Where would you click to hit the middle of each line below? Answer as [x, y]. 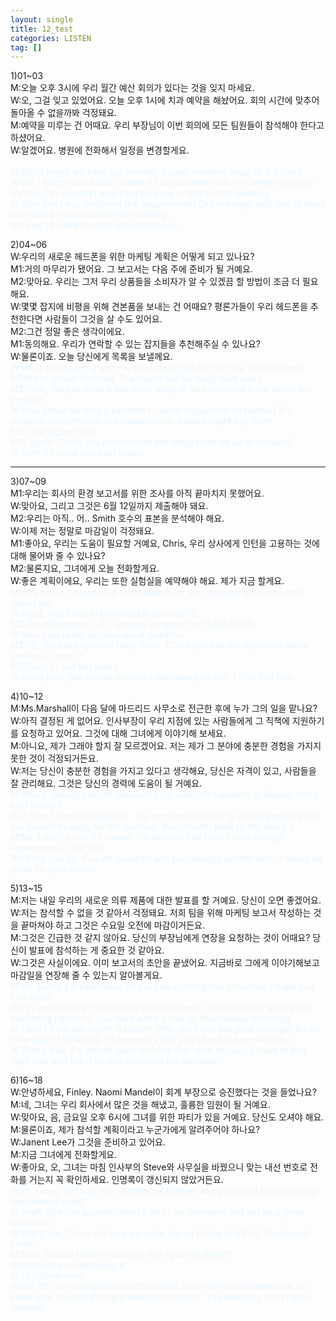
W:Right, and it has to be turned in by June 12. [105, 613]
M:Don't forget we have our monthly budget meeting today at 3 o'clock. [158, 172]
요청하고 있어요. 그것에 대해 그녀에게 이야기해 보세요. [123, 733]
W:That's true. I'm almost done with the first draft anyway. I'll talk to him [158, 1050]
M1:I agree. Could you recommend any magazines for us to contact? [151, 442]
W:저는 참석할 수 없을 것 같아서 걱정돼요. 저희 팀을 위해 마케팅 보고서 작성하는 [161, 913]
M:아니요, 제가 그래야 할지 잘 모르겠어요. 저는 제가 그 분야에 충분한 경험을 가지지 [166, 746]
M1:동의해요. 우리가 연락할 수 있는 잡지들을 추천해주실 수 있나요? [135, 344]
